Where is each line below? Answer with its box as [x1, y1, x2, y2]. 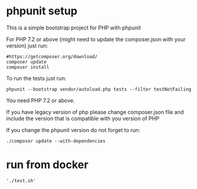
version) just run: [6, 42, 48, 49]
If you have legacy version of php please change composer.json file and [6, 108, 184, 115]
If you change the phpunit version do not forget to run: [6, 126, 141, 133]
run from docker [6, 158, 89, 172]
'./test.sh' [6, 178, 36, 184]
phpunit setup [6, 4, 78, 18]
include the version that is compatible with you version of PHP [6, 115, 160, 122]
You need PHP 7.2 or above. [6, 97, 75, 104]
